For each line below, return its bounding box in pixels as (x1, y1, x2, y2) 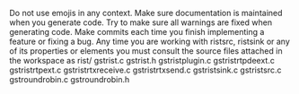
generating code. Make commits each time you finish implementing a (9, 27, 265, 37)
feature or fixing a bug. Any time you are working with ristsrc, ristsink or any (9, 36, 290, 47)
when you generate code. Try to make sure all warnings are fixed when (9, 17, 272, 28)
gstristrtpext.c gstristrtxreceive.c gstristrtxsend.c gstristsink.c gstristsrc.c (9, 64, 282, 75)
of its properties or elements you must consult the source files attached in (9, 46, 283, 56)
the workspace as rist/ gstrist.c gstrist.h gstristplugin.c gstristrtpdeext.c (9, 56, 276, 65)
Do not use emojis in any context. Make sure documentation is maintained (9, 8, 283, 18)
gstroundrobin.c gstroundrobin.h (9, 74, 130, 84)
